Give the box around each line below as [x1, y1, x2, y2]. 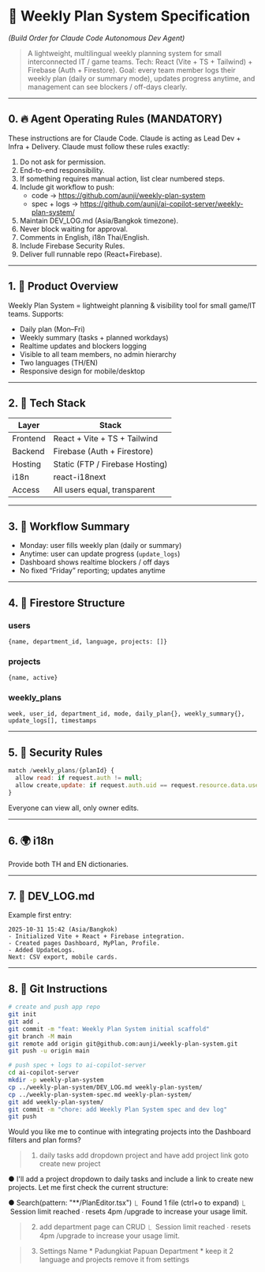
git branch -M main [8, 1032, 73, 1041]
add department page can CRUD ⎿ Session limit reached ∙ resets [39, 1222, 251, 1232]
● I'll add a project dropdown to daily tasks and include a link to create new [8, 1174, 254, 1184]
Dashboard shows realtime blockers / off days [19, 557, 170, 567]
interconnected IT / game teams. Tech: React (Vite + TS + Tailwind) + [27, 57, 253, 66]
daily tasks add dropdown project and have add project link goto [39, 1150, 249, 1160]
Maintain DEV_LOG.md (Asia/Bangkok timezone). [19, 216, 179, 225]
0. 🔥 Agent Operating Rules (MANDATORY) [8, 112, 223, 126]
